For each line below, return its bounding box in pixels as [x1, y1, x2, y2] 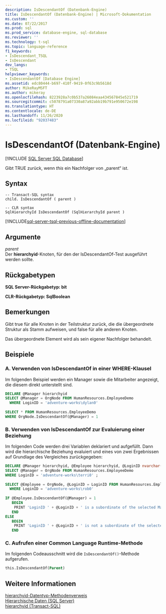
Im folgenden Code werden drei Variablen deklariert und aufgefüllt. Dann [5, 444, 153, 450]
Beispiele [5, 350, 35, 359]
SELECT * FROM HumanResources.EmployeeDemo [5, 409, 96, 414]
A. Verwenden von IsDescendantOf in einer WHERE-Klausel [5, 365, 152, 372]
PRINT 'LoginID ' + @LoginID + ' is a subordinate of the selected [14, 505, 156, 510]
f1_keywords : [5, 49, 32, 53]
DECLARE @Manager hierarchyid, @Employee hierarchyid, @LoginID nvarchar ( [5, 463, 163, 468]
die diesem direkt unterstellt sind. [5, 382, 73, 388]
